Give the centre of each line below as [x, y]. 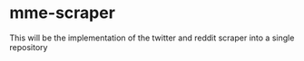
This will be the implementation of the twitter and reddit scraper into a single [152, 38]
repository [29, 47]
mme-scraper [63, 13]
